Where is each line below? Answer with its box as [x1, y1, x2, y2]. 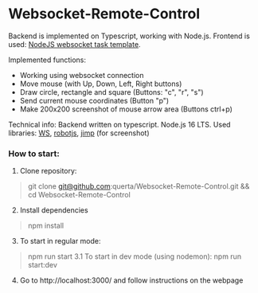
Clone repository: [19, 166, 77, 176]
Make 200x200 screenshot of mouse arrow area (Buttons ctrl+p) [19, 104, 233, 114]
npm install [27, 221, 64, 231]
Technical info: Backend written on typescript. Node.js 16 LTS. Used [8, 119, 231, 129]
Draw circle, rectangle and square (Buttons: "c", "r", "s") [19, 87, 205, 96]
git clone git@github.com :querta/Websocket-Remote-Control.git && [27, 182, 250, 191]
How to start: [8, 148, 60, 159]
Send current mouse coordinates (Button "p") [19, 96, 170, 105]
